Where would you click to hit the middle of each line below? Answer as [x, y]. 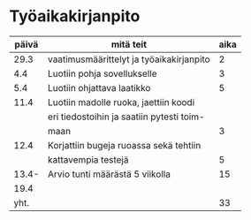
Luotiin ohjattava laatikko [99, 87]
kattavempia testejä [88, 159]
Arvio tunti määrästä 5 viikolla [109, 174]
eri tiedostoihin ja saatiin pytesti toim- [126, 117]
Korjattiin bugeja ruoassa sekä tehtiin [124, 145]
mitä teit [129, 44]
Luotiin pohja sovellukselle [102, 73]
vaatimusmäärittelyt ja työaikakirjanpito [129, 59]
